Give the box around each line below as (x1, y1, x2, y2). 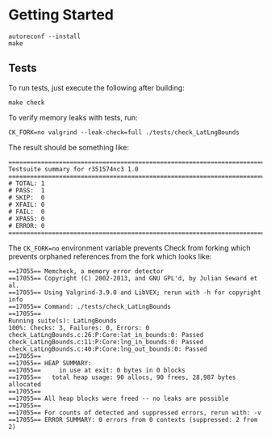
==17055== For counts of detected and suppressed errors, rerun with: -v (8, 408, 262, 417)
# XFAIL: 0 (8, 200, 45, 208)
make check (8, 99, 45, 107)
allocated (8, 380, 42, 389)
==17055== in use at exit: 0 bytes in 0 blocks (8, 366, 186, 374)
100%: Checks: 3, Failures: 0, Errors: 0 (8, 323, 150, 332)
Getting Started (8, 6, 115, 24)
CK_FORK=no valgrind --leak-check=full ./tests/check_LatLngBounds (8, 128, 240, 137)
